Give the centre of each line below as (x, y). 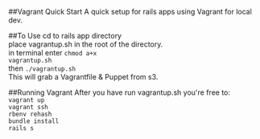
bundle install (34, 121)
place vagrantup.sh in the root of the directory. (86, 44)
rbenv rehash (30, 114)
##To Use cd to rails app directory (65, 36)
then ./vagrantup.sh (42, 68)
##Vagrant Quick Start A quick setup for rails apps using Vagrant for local (130, 12)
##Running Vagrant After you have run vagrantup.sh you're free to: (120, 92)
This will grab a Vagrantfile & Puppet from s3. (83, 77)
